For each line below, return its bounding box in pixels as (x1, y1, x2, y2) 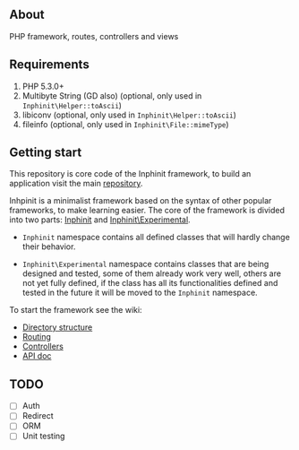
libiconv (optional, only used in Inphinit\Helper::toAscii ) (21, 109, 237, 120)
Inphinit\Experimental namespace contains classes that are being (21, 259, 269, 270)
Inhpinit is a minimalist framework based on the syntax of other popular (9, 195, 272, 206)
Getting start (9, 145, 82, 160)
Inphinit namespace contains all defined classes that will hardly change (21, 232, 291, 243)
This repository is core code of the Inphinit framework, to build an (9, 169, 252, 179)
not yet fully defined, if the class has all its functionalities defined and (21, 278, 278, 289)
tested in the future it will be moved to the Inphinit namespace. (21, 287, 258, 299)
